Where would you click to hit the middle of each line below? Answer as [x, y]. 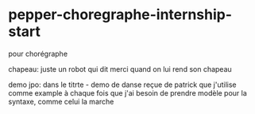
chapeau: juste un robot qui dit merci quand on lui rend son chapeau [120, 69]
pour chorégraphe [38, 53]
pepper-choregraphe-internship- [120, 15]
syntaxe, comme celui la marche [61, 101]
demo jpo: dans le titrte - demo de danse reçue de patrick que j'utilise [122, 85]
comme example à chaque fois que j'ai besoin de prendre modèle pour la [128, 92]
